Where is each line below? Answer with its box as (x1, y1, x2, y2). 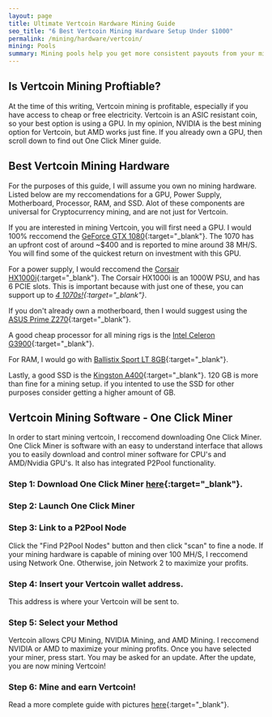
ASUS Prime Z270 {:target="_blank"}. (8, 314, 131, 324)
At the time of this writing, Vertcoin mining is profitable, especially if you (8, 101, 249, 110)
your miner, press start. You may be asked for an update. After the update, (8, 653, 257, 663)
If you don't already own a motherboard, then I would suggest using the (8, 305, 248, 315)
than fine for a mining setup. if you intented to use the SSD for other (8, 378, 235, 388)
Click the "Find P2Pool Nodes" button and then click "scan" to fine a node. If (8, 541, 264, 551)
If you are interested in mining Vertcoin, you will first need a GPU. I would (8, 222, 253, 232)
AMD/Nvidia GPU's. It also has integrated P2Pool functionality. (8, 458, 216, 468)
